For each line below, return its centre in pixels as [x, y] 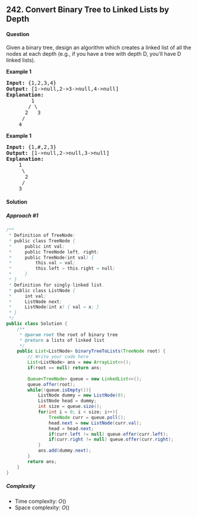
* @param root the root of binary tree [69, 335]
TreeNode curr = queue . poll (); [87, 417]
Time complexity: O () [40, 501]
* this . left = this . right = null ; [62, 269]
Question [18, 34]
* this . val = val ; [42, 263]
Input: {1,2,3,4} [31, 83]
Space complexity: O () [42, 508]
